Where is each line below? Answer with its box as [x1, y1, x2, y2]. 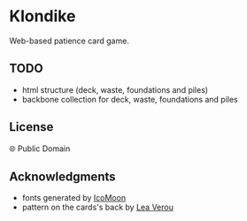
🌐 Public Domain [9, 143, 71, 154]
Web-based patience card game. [9, 35, 130, 46]
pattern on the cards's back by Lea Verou [21, 202, 174, 213]
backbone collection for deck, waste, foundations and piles [21, 94, 239, 104]
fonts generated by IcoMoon [21, 193, 127, 203]
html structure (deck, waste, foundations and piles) [21, 84, 209, 95]
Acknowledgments [9, 169, 117, 184]
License [9, 119, 54, 134]
